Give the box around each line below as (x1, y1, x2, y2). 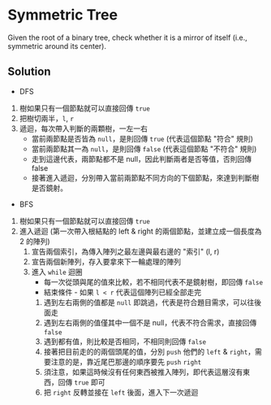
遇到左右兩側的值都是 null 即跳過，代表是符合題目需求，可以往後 (43, 297, 261, 307)
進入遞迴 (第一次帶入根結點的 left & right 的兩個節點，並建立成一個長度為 (19, 226, 262, 236)
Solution (7, 65, 51, 79)
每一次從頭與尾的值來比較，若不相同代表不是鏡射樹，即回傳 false (43, 277, 264, 286)
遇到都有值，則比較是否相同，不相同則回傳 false (43, 336, 207, 346)
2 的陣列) (19, 236, 50, 246)
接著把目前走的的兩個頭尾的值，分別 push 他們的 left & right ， (43, 346, 256, 356)
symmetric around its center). (7, 41, 107, 50)
